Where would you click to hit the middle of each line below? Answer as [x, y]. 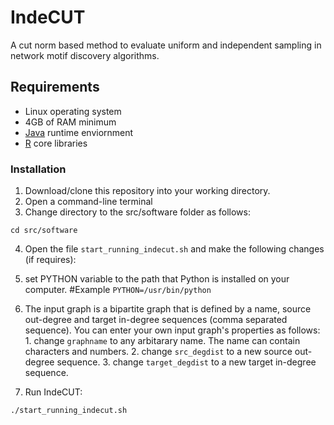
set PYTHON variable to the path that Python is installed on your [157, 279]
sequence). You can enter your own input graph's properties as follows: [172, 330]
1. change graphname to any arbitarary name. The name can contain [162, 341]
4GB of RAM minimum [70, 122]
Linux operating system [73, 111]
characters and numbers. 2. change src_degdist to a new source [158, 352]
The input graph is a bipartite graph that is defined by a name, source [168, 309]
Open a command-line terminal [88, 202]
